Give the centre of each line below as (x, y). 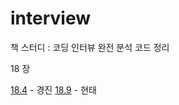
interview (50, 18)
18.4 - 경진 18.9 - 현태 (53, 89)
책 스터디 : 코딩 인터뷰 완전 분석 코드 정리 (90, 47)
